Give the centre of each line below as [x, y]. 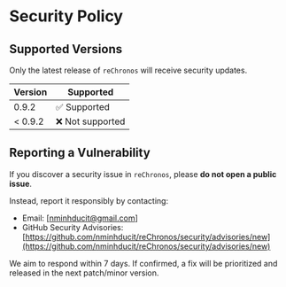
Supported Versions [66, 49]
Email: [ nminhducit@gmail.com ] [80, 218]
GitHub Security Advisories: [73, 227]
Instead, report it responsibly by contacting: [89, 200]
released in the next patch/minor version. [84, 273]
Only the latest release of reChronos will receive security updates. [128, 70]
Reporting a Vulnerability [80, 153]
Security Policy [66, 16]
